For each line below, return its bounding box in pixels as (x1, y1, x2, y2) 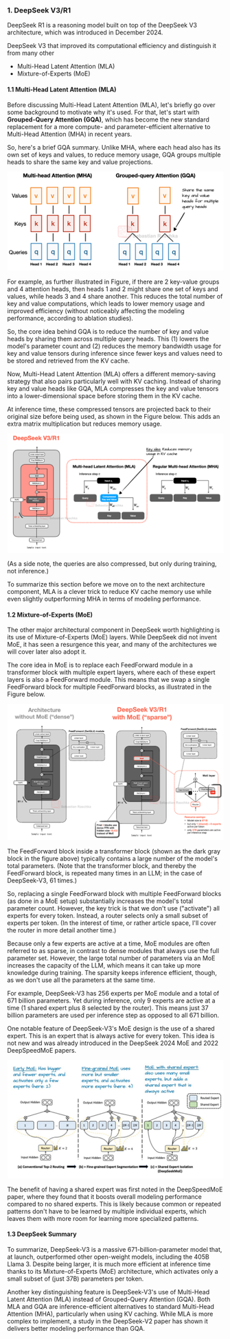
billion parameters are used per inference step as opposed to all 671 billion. (7, 1011, 220, 1019)
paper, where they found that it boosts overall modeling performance (7, 1192, 203, 1200)
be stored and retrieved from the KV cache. (7, 356, 130, 365)
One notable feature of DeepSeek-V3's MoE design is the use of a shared (7, 1024, 215, 1032)
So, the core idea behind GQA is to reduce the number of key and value (7, 327, 209, 335)
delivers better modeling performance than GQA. (7, 1324, 146, 1332)
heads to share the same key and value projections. (7, 157, 153, 166)
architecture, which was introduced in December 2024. (7, 28, 163, 36)
